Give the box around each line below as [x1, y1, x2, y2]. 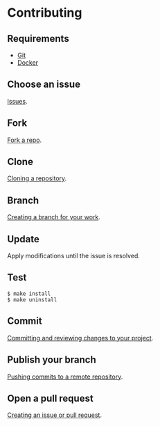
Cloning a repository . [7, 174, 67, 182]
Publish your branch [7, 354, 97, 366]
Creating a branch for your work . [7, 213, 100, 221]
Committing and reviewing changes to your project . [7, 333, 154, 342]
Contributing [7, 5, 82, 21]
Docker [17, 58, 39, 67]
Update [7, 233, 40, 245]
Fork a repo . [7, 136, 42, 144]
